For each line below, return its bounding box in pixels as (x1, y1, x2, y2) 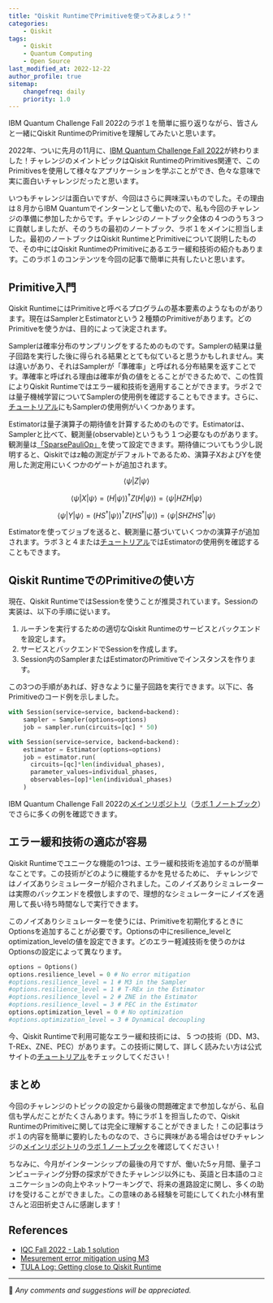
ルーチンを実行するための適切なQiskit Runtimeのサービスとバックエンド (19, 624, 262, 634)
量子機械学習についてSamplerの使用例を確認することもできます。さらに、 (15, 392, 262, 402)
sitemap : (8, 80, 38, 88)
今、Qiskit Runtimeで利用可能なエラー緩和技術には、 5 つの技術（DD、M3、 (8, 1031, 264, 1041)
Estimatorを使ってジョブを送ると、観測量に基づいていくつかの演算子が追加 (8, 527, 260, 537)
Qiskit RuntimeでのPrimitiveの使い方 (8, 574, 195, 587)
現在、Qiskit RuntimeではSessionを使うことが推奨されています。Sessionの (8, 596, 258, 606)
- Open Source (23, 58, 71, 66)
